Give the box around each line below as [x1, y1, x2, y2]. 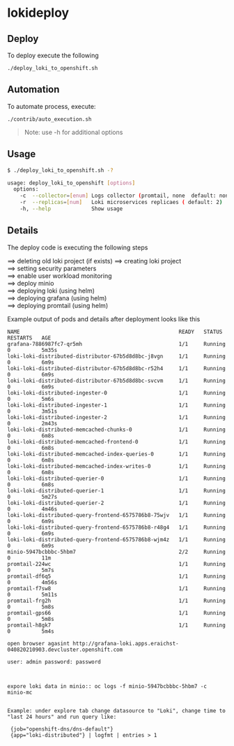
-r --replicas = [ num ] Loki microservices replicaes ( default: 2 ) [19, 199, 223, 206]
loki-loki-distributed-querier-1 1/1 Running [7, 487, 226, 494]
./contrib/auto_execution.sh [7, 115, 92, 123]
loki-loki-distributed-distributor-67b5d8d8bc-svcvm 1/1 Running [7, 377, 226, 384]
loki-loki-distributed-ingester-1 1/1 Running [7, 402, 226, 409]
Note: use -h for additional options [24, 128, 123, 136]
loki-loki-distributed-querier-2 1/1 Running [7, 499, 226, 506]
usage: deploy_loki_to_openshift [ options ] [7, 180, 136, 186]
